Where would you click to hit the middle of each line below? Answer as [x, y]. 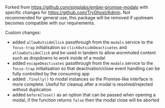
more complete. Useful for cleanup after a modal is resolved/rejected [82, 84]
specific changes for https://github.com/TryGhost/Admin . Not [68, 12]
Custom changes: [23, 32]
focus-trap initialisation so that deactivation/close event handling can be [86, 68]
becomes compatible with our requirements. [50, 23]
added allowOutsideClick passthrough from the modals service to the [82, 42]
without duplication [32, 89]
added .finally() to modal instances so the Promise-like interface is [82, 79]
